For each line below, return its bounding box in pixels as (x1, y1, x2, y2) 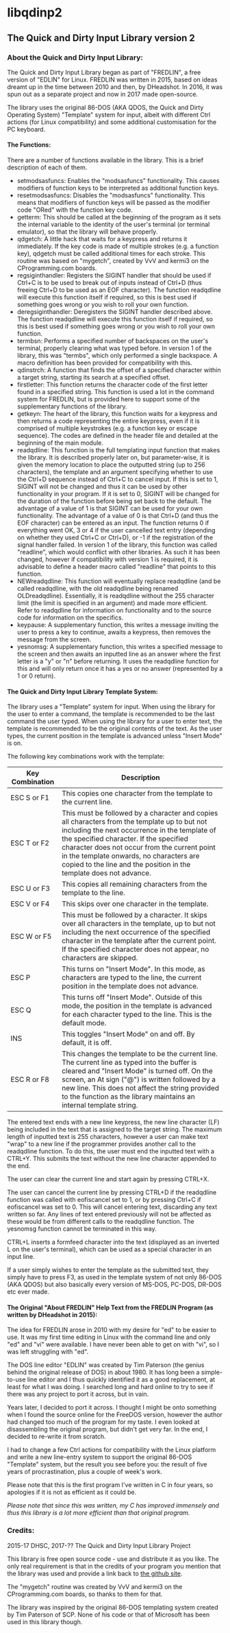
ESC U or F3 (10, 884, 50, 894)
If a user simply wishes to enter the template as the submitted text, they (7, 1266, 209, 1274)
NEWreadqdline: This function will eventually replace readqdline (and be (16, 577, 221, 585)
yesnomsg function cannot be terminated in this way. (7, 1225, 157, 1233)
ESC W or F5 (10, 932, 52, 942)
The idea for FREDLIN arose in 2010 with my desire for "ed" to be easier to (7, 1326, 217, 1334)
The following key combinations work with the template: (7, 752, 165, 761)
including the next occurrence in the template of (61, 826, 217, 835)
